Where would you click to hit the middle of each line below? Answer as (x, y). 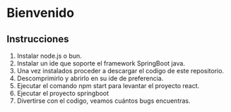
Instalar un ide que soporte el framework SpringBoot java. (101, 63)
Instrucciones (38, 39)
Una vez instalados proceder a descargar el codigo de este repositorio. (120, 71)
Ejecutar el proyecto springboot (63, 93)
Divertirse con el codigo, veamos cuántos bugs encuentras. (104, 101)
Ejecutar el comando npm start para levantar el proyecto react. (108, 86)
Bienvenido (41, 13)
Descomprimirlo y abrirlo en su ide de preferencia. (90, 78)
